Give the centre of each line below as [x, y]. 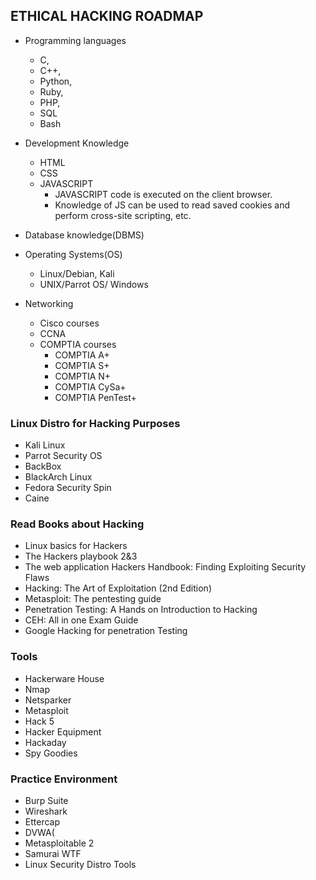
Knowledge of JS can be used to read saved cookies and [172, 205]
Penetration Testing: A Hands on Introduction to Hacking [141, 610]
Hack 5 [39, 721]
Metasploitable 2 [59, 843]
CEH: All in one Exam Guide [81, 620]
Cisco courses [69, 323]
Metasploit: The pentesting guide [93, 599]
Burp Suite [46, 800]
